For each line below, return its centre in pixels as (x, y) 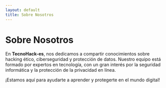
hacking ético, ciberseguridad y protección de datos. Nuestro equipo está (83, 60)
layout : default (23, 10)
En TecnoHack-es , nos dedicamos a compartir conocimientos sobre (78, 54)
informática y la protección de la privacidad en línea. (61, 70)
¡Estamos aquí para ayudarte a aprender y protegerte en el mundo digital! (83, 80)
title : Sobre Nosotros (29, 15)
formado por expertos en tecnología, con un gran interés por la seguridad (83, 65)
